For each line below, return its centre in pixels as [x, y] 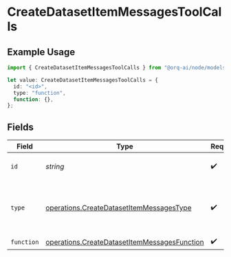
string [55, 167]
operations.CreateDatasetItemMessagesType [119, 208]
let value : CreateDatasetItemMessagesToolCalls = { [82, 80]
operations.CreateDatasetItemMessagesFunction [125, 242]
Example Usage [41, 52]
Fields [21, 127]
